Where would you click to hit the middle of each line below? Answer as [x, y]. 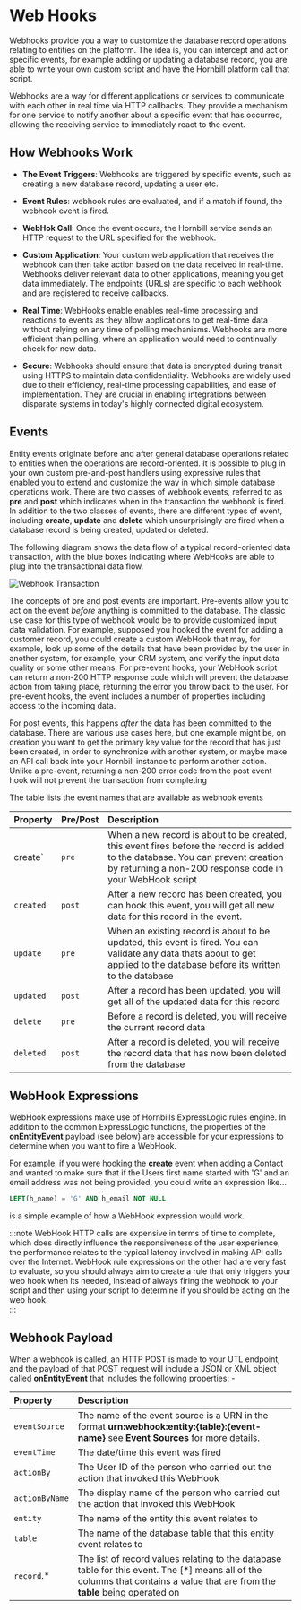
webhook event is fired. [65, 211]
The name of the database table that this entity [176, 1533]
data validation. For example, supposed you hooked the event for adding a [146, 629]
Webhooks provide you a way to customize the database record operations [148, 40]
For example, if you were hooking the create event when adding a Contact [146, 1163]
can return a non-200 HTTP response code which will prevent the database [149, 676]
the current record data [156, 1027]
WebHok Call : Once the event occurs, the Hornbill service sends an [147, 228]
